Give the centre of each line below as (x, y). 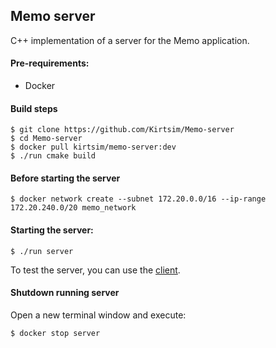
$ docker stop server (55, 333)
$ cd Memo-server (46, 139)
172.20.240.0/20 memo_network (73, 208)
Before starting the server (65, 178)
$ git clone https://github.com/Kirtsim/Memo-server (122, 130)
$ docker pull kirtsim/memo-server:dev (93, 147)
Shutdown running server (65, 293)
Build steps (34, 108)
